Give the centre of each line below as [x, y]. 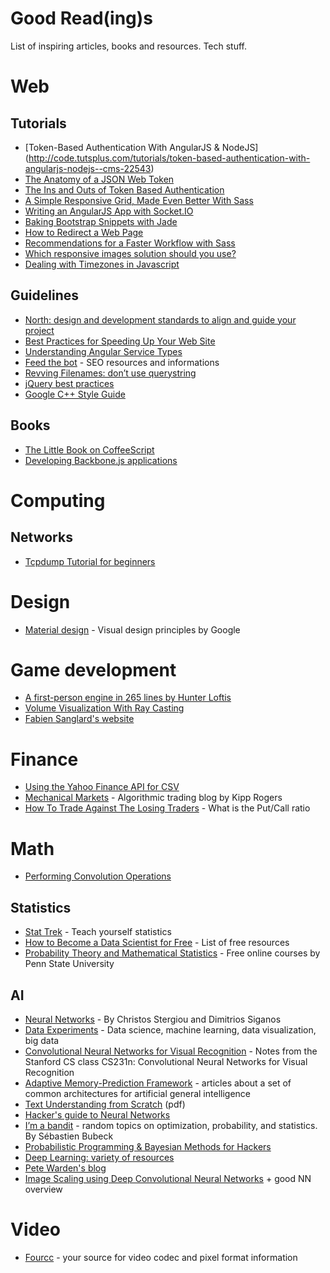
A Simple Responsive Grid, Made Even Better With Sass [139, 200]
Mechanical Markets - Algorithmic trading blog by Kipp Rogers [153, 798]
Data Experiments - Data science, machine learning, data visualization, [170, 1029]
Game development [93, 669]
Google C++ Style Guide [75, 394]
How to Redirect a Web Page [84, 232]
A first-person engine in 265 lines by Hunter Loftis [128, 698]
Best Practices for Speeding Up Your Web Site [120, 341]
